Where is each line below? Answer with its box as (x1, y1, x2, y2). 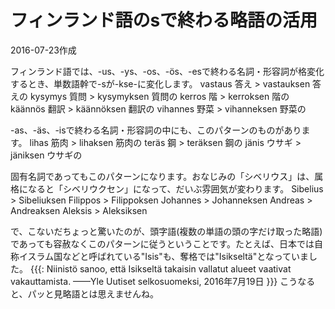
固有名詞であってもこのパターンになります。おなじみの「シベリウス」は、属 (10, 170, 324, 182)
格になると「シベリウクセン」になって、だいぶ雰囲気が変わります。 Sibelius (10, 182, 324, 195)
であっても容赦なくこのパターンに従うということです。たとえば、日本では (10, 237, 315, 250)
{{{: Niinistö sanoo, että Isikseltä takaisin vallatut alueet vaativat (29, 262, 292, 275)
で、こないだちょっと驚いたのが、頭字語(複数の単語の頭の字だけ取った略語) (10, 225, 323, 237)
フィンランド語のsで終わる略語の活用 (10, 9, 318, 32)
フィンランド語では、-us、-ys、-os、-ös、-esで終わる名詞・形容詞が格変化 (10, 65, 325, 77)
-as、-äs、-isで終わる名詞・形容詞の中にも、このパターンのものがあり (10, 124, 302, 136)
